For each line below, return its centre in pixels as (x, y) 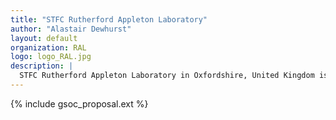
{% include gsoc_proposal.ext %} (79, 103)
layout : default (44, 38)
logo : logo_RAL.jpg (51, 57)
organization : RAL (48, 47)
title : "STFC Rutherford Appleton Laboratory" (109, 19)
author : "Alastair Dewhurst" (71, 29)
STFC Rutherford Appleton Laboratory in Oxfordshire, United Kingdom (167, 76)
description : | (42, 66)
